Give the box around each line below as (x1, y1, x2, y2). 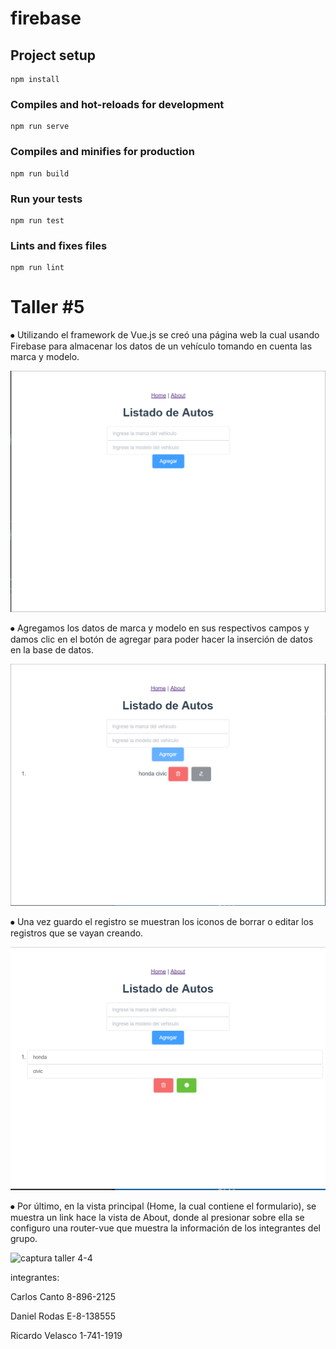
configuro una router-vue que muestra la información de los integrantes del (10, 1222, 321, 1234)
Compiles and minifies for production (10, 145, 195, 159)
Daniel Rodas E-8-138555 (10, 1310, 116, 1322)
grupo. (10, 1233, 38, 1245)
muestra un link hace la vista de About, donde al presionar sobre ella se (10, 1212, 305, 1224)
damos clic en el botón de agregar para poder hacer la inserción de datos (10, 633, 313, 646)
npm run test (10, 215, 65, 226)
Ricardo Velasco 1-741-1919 (10, 1330, 123, 1342)
